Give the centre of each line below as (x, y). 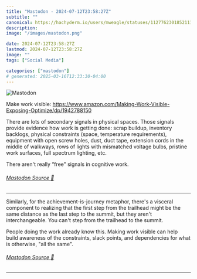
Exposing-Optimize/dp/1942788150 (49, 110)
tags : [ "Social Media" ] (35, 60)
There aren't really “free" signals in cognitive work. (67, 164)
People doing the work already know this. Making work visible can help (92, 232)
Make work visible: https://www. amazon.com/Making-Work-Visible (87, 104)
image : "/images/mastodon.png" (44, 33)
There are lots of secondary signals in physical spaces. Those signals (90, 122)
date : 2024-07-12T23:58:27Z (40, 44)
